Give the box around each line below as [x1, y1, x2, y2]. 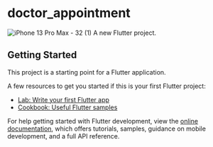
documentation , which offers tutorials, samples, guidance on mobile [7, 124, 206, 133]
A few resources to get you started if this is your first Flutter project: [7, 82, 206, 90]
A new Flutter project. [93, 28, 157, 37]
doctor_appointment [7, 5, 131, 21]
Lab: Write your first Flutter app [17, 95, 110, 104]
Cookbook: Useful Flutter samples [17, 103, 118, 111]
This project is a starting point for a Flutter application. [7, 67, 166, 76]
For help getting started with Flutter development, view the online [7, 116, 199, 125]
